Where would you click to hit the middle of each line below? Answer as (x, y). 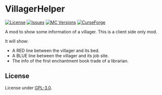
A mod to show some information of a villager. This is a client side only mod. (81, 32)
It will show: (17, 41)
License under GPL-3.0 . (29, 88)
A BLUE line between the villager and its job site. (60, 55)
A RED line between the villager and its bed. (56, 50)
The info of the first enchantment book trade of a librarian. (70, 61)
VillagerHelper (35, 9)
